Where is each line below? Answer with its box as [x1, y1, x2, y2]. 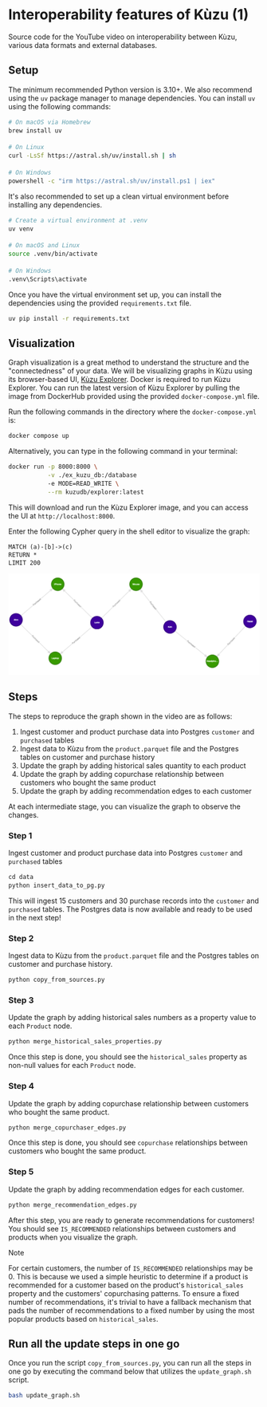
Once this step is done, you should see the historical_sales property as [8, 1052, 247, 1062]
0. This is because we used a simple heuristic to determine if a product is [8, 1271, 249, 1281]
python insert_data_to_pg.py [8, 881, 105, 890]
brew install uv [8, 126, 62, 135]
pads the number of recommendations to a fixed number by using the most [8, 1306, 255, 1315]
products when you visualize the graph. [8, 1232, 138, 1242]
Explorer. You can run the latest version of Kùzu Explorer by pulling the [8, 383, 241, 392]
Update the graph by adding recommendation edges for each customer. [8, 1184, 245, 1194]
